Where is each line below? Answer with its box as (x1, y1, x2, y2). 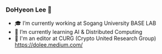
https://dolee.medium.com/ (14, 41, 83, 49)
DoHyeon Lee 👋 (5, 5, 52, 14)
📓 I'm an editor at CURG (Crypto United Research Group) (14, 35, 157, 42)
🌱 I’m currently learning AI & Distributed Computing (14, 29, 143, 36)
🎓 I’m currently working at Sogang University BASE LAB (14, 19, 157, 27)
